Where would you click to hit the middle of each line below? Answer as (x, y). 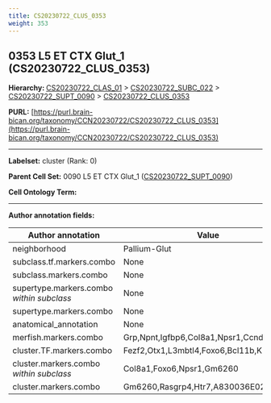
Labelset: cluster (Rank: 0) (53, 161)
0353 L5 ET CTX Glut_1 (67, 56)
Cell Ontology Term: (43, 192)
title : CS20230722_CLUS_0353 (57, 16)
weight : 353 (28, 23)
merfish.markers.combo (58, 338)
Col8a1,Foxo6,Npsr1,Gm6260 (181, 369)
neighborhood (40, 249)
